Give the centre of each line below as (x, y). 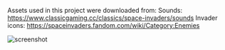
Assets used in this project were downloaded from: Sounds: (95, 10)
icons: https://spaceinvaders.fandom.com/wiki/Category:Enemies (104, 25)
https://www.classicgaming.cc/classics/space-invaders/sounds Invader (113, 18)
